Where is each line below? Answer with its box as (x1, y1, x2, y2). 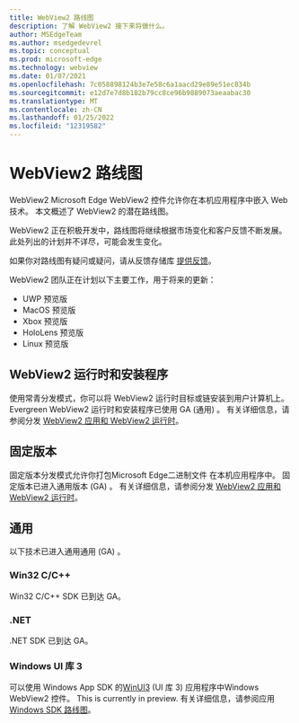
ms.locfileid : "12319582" (9, 122, 106, 131)
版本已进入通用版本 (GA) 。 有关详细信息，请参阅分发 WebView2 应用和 (16, 481, 281, 491)
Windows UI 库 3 (9, 659, 83, 672)
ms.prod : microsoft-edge (9, 55, 102, 64)
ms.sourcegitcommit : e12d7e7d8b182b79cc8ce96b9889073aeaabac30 (9, 88, 251, 97)
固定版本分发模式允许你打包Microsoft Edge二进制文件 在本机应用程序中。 (9, 469, 281, 481)
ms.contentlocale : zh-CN (9, 105, 102, 114)
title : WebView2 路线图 (9, 13, 94, 22)
